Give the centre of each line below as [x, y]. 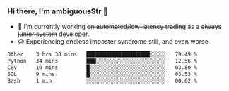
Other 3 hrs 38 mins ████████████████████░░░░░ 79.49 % [102, 55]
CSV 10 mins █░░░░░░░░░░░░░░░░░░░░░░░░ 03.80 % [102, 68]
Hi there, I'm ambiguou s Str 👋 [58, 11]
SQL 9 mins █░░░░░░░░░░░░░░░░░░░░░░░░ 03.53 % [102, 74]
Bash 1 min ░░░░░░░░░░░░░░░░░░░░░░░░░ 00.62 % [102, 80]
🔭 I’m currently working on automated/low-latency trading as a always [119, 27]
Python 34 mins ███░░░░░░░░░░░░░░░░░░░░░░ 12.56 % [102, 61]
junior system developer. [53, 34]
